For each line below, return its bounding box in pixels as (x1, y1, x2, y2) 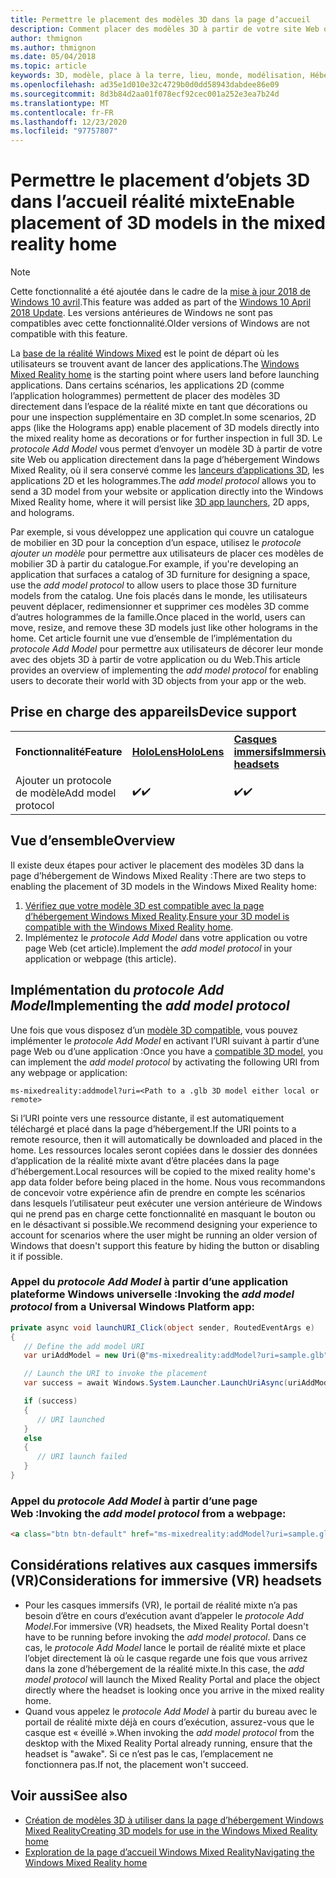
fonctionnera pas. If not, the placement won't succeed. (24, 1758, 249, 1770)
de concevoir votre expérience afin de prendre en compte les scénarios (10, 1186, 306, 1198)
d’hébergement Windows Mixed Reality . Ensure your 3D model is (24, 910, 290, 922)
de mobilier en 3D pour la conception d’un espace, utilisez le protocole (10, 537, 302, 549)
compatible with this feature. (10, 328, 128, 340)
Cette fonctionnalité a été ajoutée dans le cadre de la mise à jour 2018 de (10, 286, 311, 298)
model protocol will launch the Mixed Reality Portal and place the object (24, 1673, 321, 1685)
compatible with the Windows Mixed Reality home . (24, 921, 234, 933)
